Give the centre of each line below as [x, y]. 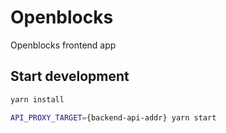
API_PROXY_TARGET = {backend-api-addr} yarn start [113, 117]
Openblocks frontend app [63, 45]
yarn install [37, 99]
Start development [70, 76]
